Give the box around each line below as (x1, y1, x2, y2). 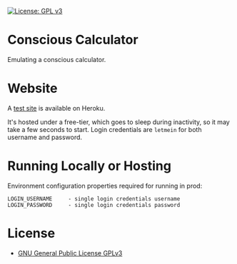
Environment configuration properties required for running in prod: (7, 181, 203, 190)
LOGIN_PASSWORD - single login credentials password (7, 201, 181, 208)
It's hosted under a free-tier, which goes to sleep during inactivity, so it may (7, 118, 230, 126)
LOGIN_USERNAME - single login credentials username (7, 195, 181, 203)
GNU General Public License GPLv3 (17, 248, 123, 257)
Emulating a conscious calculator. (7, 55, 106, 64)
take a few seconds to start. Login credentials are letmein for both (7, 125, 202, 133)
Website (7, 81, 58, 96)
